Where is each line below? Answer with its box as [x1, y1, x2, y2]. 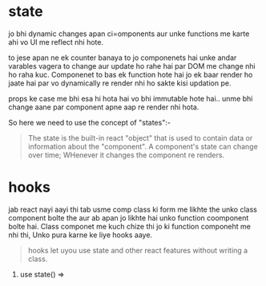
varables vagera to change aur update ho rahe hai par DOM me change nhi [8, 61, 256, 70]
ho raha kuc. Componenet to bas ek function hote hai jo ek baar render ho [8, 70, 253, 79]
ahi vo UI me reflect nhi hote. [8, 37, 104, 46]
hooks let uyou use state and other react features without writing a [27, 245, 248, 255]
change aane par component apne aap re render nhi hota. [8, 102, 199, 112]
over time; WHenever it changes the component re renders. [27, 150, 225, 160]
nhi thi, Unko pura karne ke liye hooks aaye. [8, 230, 153, 240]
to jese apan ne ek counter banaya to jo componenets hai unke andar [8, 53, 237, 62]
